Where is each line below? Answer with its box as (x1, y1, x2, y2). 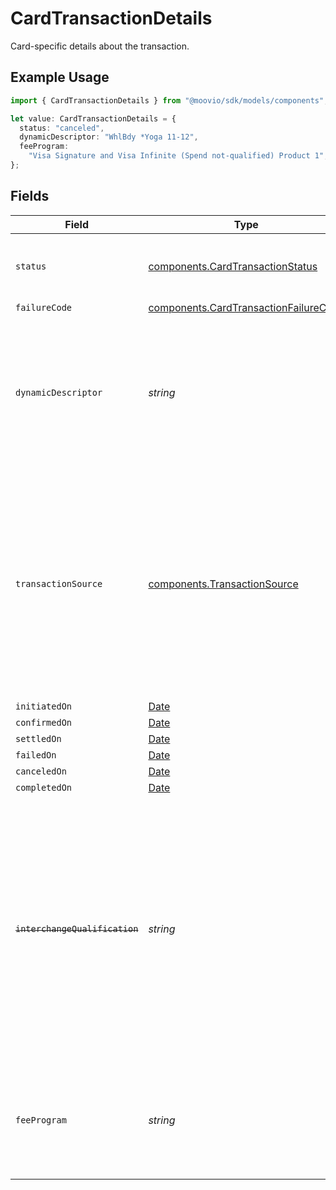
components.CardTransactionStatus (148, 259, 318, 273)
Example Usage (10, 69, 110, 86)
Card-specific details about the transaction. (10, 40, 190, 52)
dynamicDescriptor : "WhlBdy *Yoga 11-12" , (19, 132, 199, 142)
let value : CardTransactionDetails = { (10, 113, 177, 124)
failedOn (15, 749, 57, 761)
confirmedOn (15, 717, 73, 728)
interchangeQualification (15, 923, 139, 934)
